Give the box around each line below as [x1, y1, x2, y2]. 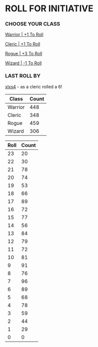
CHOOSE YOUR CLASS [5, 21, 60, 28]
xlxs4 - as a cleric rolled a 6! [5, 84, 63, 89]
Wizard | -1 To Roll [5, 60, 42, 66]
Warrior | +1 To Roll [5, 31, 44, 37]
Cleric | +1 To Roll [5, 41, 41, 47]
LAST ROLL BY [5, 72, 41, 79]
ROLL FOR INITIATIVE [5, 3, 94, 14]
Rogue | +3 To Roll [5, 51, 43, 57]
